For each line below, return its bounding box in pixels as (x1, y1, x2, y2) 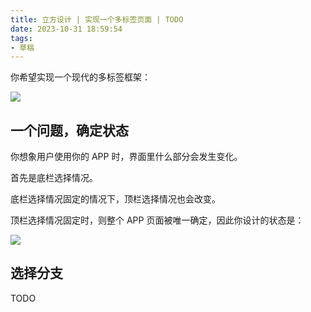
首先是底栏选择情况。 (10, 172, 98, 184)
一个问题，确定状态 (10, 122, 129, 139)
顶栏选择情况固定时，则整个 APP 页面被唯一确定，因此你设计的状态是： (10, 214, 305, 226)
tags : (10, 33, 33, 43)
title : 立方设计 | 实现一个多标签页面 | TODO (10, 14, 184, 25)
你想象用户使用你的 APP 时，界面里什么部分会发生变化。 (10, 151, 243, 163)
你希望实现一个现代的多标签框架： (10, 71, 151, 83)
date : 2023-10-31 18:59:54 (10, 24, 123, 34)
